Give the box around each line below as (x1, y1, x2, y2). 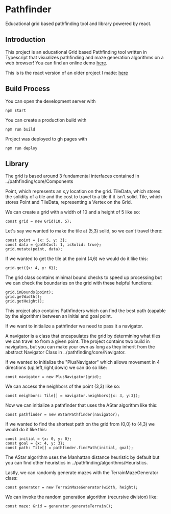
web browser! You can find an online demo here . (5, 60, 108, 66)
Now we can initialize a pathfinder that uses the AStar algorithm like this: (5, 402, 158, 408)
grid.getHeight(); (5, 299, 44, 304)
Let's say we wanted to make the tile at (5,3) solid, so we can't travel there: (5, 228, 163, 234)
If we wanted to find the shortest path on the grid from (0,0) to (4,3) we (5, 421, 155, 427)
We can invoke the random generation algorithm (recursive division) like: (5, 494, 158, 500)
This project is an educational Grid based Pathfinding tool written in (5, 49, 147, 55)
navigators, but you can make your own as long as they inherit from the (5, 344, 155, 350)
